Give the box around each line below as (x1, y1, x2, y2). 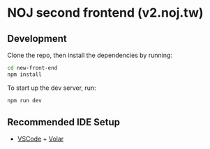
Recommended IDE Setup (7, 116, 121, 128)
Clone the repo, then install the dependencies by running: (7, 51, 173, 59)
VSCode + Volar (17, 134, 64, 143)
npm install (7, 71, 42, 78)
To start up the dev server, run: (7, 84, 96, 92)
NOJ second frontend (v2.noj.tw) (7, 5, 204, 21)
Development (7, 33, 68, 45)
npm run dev (7, 97, 42, 104)
